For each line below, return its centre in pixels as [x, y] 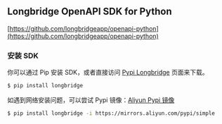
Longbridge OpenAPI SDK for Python [90, 12]
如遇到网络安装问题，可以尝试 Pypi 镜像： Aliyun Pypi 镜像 [91, 100]
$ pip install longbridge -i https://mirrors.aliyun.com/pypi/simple [111, 113]
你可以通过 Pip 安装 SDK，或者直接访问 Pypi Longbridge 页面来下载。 [108, 73]
